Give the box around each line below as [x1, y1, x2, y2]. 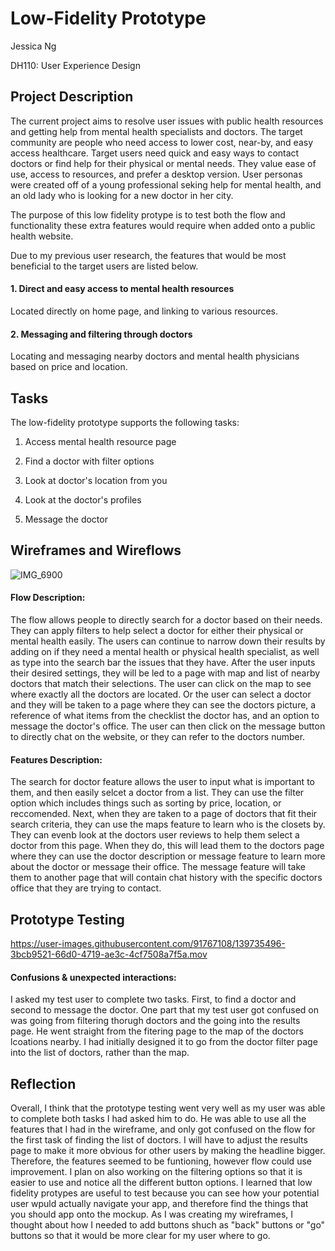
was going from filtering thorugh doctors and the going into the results [10, 1015, 301, 1027]
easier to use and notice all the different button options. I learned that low [10, 1177, 313, 1189]
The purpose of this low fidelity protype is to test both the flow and [10, 208, 286, 221]
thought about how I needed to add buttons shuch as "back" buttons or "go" [10, 1219, 326, 1231]
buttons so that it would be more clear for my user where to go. [10, 1230, 271, 1242]
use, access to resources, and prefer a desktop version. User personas [10, 168, 303, 180]
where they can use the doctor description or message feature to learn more [10, 850, 326, 862]
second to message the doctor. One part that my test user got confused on [10, 1004, 320, 1016]
